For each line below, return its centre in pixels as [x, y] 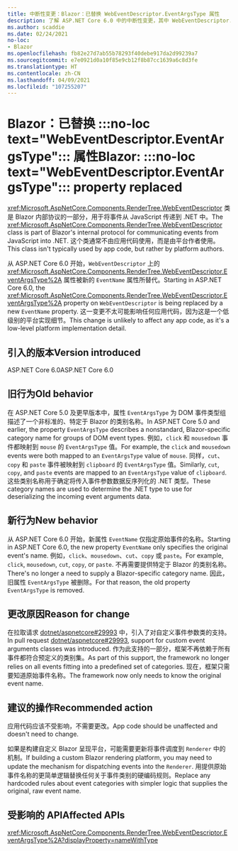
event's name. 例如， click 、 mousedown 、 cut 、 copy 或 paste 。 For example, [115, 555]
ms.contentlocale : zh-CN [44, 73]
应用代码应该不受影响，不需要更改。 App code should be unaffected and [113, 726]
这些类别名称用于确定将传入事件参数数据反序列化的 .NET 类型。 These [109, 481]
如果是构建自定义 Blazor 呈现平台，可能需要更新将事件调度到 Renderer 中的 [117, 749]
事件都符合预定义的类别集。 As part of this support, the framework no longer [118, 658]
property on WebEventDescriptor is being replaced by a [143, 303]
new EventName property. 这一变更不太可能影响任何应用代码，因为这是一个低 [118, 311]
